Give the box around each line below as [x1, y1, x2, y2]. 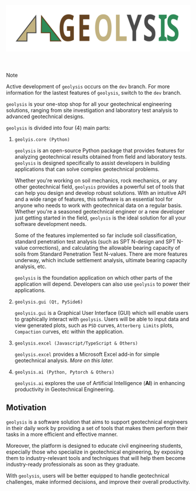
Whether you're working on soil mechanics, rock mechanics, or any [14, 177, 177, 184]
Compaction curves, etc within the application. [14, 328, 124, 335]
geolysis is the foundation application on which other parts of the [14, 274, 173, 281]
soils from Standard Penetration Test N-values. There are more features [14, 250, 188, 257]
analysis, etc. [14, 263, 47, 270]
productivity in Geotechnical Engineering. [14, 386, 115, 393]
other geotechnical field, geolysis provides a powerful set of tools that [14, 183, 185, 190]
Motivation [6, 403, 47, 413]
